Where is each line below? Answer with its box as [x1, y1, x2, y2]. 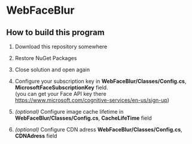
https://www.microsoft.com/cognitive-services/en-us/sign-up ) [14, 96, 169, 104]
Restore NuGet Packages [14, 55, 77, 61]
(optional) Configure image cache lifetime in [14, 108, 124, 115]
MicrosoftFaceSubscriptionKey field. [14, 84, 109, 91]
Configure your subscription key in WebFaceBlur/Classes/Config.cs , [14, 78, 187, 84]
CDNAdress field [14, 132, 57, 139]
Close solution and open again [14, 66, 90, 73]
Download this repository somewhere [14, 43, 108, 50]
